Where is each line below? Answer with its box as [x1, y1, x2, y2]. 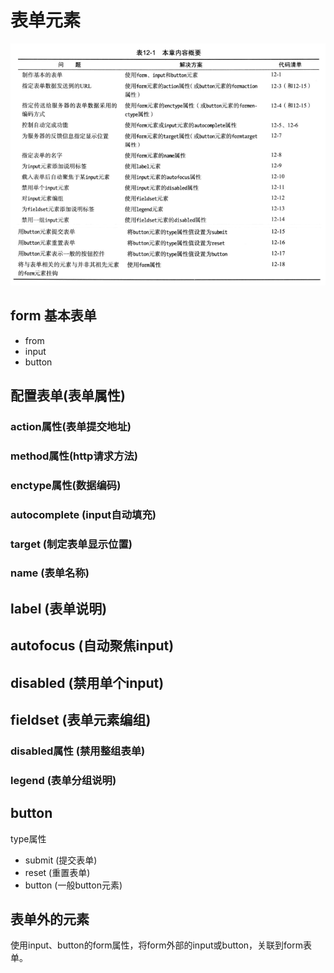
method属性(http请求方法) [10, 449, 139, 463]
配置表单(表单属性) [10, 387, 126, 404]
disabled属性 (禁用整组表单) [10, 744, 146, 758]
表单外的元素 [10, 911, 90, 928]
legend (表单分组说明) [10, 773, 117, 787]
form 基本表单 [10, 307, 97, 325]
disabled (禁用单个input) [10, 674, 165, 691]
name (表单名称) [10, 566, 90, 580]
